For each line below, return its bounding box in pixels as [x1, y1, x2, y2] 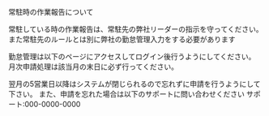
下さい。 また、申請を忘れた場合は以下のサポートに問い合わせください [8, 89, 245, 99]
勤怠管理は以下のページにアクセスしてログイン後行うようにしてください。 [8, 52, 256, 61]
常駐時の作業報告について [8, 7, 94, 16]
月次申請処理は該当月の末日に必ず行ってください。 [8, 62, 178, 71]
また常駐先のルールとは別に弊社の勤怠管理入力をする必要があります [8, 35, 236, 44]
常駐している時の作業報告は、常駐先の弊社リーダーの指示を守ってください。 [8, 24, 263, 34]
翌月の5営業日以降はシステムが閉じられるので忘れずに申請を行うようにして [8, 79, 261, 88]
